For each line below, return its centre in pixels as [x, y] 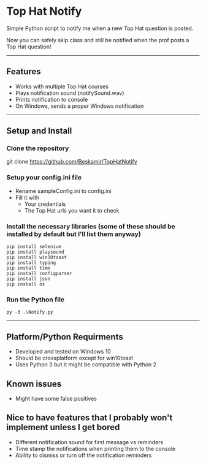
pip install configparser [39, 274]
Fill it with [27, 197]
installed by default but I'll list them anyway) [74, 234]
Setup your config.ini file [44, 178]
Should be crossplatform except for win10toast [74, 358]
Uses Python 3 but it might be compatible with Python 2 [86, 365]
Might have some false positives [56, 398]
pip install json [29, 279]
